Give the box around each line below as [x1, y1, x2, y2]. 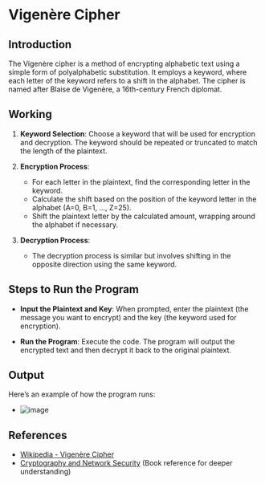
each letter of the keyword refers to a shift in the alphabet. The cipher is [8, 76, 247, 85]
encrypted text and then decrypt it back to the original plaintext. [19, 345, 231, 355]
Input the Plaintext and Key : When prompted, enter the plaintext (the [19, 303, 249, 314]
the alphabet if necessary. [31, 219, 119, 230]
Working [8, 108, 52, 121]
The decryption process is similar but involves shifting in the [31, 250, 231, 260]
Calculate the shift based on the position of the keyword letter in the [31, 194, 257, 204]
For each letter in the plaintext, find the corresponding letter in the [31, 177, 251, 186]
